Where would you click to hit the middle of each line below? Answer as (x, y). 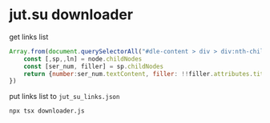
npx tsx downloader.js (47, 111)
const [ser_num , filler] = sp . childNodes (93, 66)
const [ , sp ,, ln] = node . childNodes (83, 59)
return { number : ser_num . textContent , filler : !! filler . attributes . (138, 73)
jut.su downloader (71, 15)
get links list (29, 37)
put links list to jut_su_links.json (64, 97)
